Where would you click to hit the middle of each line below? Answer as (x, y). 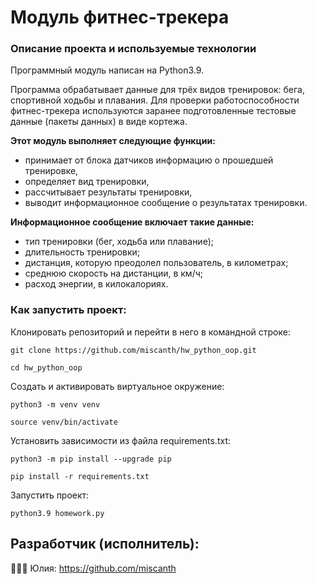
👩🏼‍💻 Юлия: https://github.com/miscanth (93, 568)
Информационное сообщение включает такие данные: (132, 222)
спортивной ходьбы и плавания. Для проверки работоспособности (155, 100)
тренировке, (51, 171)
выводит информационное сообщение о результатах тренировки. (166, 203)
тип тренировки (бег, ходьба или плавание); (119, 242)
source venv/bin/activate (64, 422)
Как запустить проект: (68, 310)
